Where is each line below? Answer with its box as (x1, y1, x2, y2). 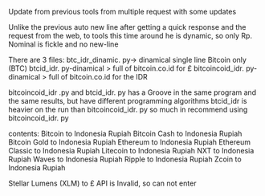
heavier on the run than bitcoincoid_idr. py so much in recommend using (8, 104, 248, 114)
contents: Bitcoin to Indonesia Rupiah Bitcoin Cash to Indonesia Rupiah (8, 129, 243, 138)
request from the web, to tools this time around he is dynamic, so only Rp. (8, 31, 253, 40)
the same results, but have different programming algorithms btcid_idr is (8, 96, 247, 105)
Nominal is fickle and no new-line (8, 39, 119, 49)
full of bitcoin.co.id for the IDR (48, 72, 148, 81)
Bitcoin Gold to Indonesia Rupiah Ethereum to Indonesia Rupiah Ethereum (8, 137, 251, 147)
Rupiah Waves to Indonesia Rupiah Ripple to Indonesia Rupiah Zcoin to (8, 154, 243, 164)
